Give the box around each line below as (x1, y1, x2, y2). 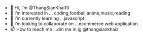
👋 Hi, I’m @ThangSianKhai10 (10, 5, 69, 10)
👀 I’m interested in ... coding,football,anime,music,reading (10, 10, 130, 16)
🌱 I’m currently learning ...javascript (10, 15, 85, 21)
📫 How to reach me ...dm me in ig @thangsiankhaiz (10, 26, 119, 32)
